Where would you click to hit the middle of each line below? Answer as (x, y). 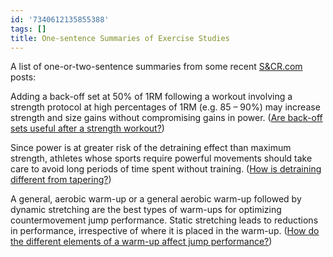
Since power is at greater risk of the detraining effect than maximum (151, 148)
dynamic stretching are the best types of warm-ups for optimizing (146, 210)
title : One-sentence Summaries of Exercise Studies (120, 38)
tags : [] (28, 29)
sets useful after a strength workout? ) (87, 128)
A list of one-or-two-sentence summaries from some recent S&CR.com (156, 67)
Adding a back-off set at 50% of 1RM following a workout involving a (151, 97)
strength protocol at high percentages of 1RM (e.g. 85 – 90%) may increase (165, 107)
